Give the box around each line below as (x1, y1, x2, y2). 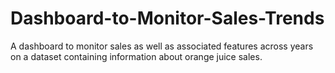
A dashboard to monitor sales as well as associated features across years (10, 40, 314, 52)
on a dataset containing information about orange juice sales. (10, 50, 263, 62)
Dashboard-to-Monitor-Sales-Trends (10, 7, 325, 30)
